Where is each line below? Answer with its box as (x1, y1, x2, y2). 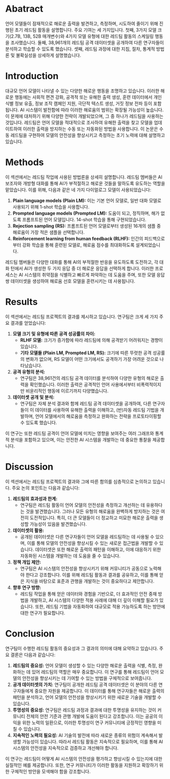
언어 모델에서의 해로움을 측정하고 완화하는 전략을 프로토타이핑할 (35, 413, 161, 419)
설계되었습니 (135, 242, 161, 248)
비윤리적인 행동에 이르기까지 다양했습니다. (25, 388, 109, 394)
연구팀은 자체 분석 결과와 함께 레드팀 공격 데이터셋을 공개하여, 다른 (20, 400, 152, 407)
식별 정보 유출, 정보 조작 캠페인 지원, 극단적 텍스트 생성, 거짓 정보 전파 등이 (5, 100, 152, 107)
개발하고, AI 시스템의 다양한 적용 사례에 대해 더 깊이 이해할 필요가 (29, 597, 158, 603)
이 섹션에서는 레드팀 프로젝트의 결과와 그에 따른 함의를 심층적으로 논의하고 (5, 478, 152, 485)
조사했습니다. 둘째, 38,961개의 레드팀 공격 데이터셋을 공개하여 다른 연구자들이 (10, 39, 164, 46)
